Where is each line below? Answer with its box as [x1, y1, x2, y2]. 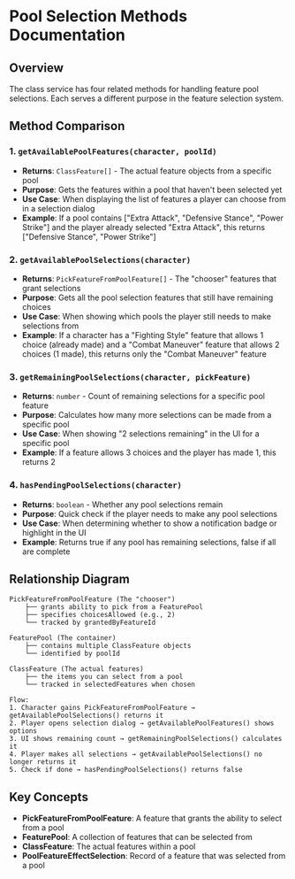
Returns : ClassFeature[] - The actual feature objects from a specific [21, 166, 272, 176]
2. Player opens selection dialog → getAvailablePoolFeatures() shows [9, 719, 275, 728]
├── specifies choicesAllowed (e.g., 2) [25, 611, 176, 620]
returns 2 [21, 457, 56, 467]
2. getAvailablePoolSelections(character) [9, 253, 192, 266]
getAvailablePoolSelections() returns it [9, 711, 164, 721]
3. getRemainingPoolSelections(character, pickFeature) [9, 370, 252, 382]
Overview [9, 60, 64, 75]
